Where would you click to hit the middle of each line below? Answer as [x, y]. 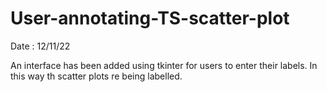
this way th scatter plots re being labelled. [96, 76]
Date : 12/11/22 [40, 46]
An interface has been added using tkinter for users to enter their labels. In [164, 65]
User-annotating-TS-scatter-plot [150, 18]
